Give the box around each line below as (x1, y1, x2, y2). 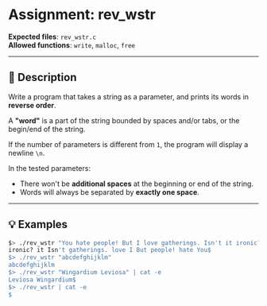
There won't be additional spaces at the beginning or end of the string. (19, 179, 254, 188)
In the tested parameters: (8, 163, 91, 172)
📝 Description (8, 71, 77, 84)
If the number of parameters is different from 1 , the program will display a (8, 139, 249, 149)
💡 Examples (8, 218, 68, 231)
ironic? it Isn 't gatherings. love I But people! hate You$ (8, 246, 212, 254)
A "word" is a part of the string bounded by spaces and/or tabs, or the (8, 115, 240, 125)
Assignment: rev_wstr (8, 6, 157, 24)
